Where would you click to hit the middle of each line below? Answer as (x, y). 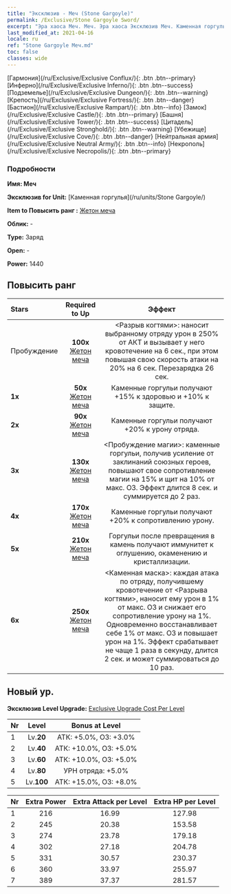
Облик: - (20, 224)
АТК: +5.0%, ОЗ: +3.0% (96, 737)
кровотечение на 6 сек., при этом (162, 350)
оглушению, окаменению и (162, 553)
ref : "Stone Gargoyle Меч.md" (51, 45)
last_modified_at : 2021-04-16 (51, 33)
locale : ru (23, 39)
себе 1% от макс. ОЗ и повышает (162, 632)
